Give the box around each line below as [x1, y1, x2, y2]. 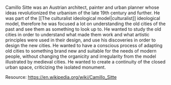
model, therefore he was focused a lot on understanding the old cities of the [5, 20, 166, 27]
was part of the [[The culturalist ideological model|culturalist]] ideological [5, 15, 160, 21]
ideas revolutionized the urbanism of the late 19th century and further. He [5, 10, 160, 16]
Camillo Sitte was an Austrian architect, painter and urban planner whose [5, 5, 160, 10]
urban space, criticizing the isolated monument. [5, 64, 106, 70]
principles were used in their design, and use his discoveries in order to [5, 37, 156, 43]
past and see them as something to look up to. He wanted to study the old [5, 26, 161, 32]
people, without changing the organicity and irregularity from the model [5, 53, 156, 59]
